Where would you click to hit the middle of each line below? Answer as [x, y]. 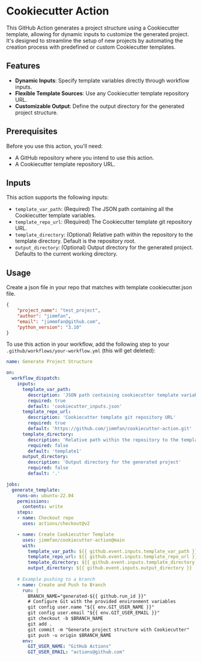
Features [23, 66]
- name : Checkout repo [45, 518]
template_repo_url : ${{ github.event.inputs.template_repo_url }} [113, 557]
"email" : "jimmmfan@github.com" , [59, 321]
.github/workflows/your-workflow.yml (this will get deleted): [81, 351]
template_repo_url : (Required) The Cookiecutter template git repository [103, 222]
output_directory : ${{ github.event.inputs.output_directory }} [110, 568]
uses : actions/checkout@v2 [56, 524]
